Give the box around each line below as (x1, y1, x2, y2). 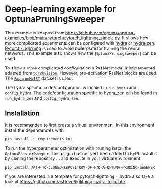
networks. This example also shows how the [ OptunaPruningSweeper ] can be (5, 50, 156, 56)
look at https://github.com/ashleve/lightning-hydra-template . (5, 178, 127, 184)
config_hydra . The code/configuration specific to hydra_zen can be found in (5, 90, 157, 96)
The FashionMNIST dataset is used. (5, 75, 73, 81)
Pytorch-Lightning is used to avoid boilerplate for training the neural (5, 45, 141, 51)
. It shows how (119, 35, 149, 41)
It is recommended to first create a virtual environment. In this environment (5, 122, 155, 128)
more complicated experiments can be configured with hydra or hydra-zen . (5, 40, 156, 46)
